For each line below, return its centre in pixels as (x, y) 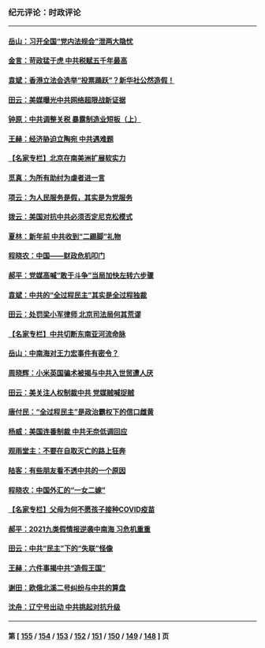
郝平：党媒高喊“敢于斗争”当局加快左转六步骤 (81, 276)
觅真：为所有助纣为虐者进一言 (56, 178)
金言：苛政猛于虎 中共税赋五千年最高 (68, 61)
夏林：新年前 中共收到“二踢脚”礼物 (65, 236)
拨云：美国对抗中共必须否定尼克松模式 (70, 217)
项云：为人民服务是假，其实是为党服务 (70, 197)
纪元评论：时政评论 (45, 12)
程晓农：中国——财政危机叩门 (56, 256)
